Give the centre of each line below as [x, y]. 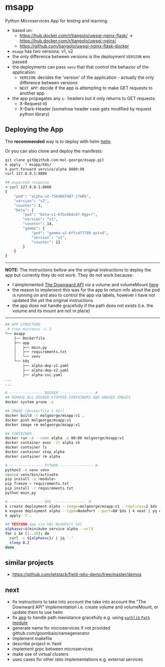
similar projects [29, 563]
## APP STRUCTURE [23, 325]
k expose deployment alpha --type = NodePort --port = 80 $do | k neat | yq [81, 511]
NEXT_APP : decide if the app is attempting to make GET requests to [86, 88]
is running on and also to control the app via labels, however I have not [84, 295]
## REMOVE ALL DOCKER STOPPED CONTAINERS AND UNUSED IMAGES [68, 398]
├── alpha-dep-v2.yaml [46, 370]
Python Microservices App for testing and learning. [57, 21]
